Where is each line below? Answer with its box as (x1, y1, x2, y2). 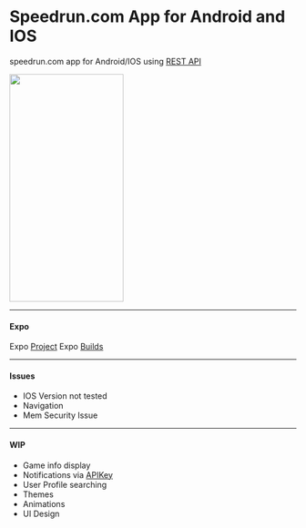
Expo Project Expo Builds (9, 341, 104, 352)
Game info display (22, 460, 91, 471)
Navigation (22, 401, 64, 411)
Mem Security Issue (22, 410, 98, 421)
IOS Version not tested (22, 391, 107, 401)
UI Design (22, 508, 60, 519)
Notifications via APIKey (22, 469, 114, 480)
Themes (22, 489, 55, 500)
